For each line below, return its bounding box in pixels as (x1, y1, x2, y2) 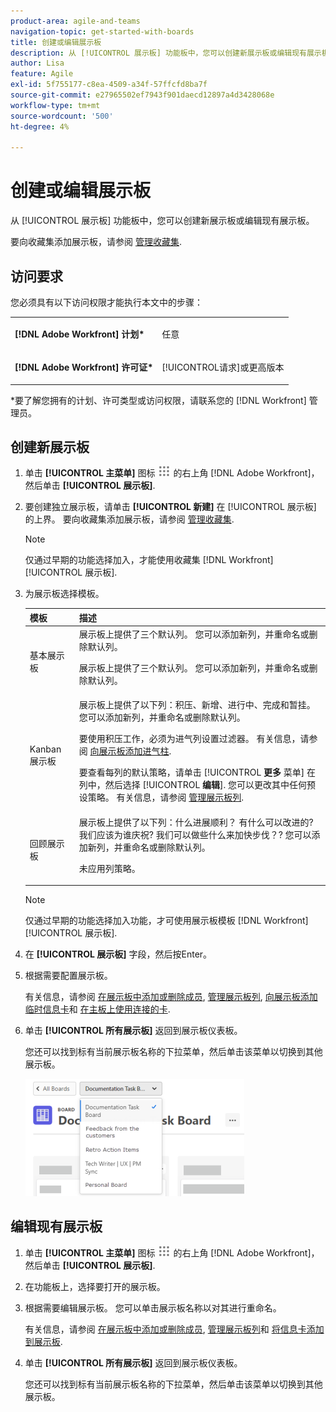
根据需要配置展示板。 (24, 970, 113, 982)
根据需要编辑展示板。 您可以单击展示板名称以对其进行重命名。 (24, 1301, 282, 1314)
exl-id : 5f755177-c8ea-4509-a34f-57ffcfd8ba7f (10, 80, 208, 90)
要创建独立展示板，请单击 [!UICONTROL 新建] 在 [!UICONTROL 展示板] (24, 501, 317, 513)
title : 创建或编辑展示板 (10, 37, 102, 47)
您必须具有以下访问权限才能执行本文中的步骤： (10, 296, 203, 308)
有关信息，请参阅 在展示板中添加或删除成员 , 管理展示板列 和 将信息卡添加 (24, 1323, 325, 1335)
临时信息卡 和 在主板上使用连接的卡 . (24, 1003, 171, 1015)
